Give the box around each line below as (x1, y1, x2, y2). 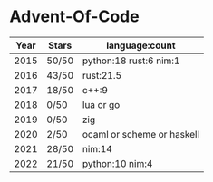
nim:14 (82, 142, 113, 155)
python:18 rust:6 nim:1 (82, 54, 180, 67)
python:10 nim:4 (82, 157, 153, 169)
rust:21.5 (82, 69, 122, 81)
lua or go (82, 98, 121, 110)
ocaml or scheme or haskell (82, 128, 200, 140)
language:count (105, 39, 176, 52)
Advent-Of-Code (9, 6, 140, 27)
